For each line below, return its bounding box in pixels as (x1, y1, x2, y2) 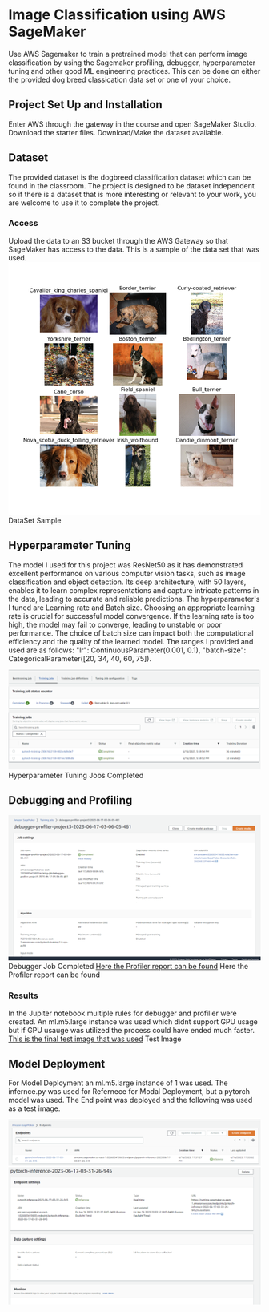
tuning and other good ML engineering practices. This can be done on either (8, 66, 261, 75)
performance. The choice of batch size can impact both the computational (8, 628, 254, 638)
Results (8, 990, 38, 1001)
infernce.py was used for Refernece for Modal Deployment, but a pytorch (8, 1087, 251, 1096)
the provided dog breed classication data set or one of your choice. (8, 75, 231, 84)
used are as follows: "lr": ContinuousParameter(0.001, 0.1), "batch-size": (8, 645, 247, 655)
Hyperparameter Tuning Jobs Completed (8, 770, 144, 780)
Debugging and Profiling (8, 793, 133, 807)
